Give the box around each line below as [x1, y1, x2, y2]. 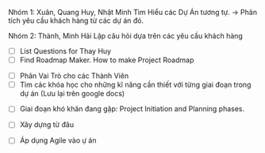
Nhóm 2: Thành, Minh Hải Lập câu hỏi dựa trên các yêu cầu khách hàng [8, 32, 244, 40]
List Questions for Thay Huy [19, 47, 112, 55]
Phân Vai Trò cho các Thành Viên [19, 71, 129, 80]
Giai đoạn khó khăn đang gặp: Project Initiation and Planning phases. [19, 104, 245, 114]
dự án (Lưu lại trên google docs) [19, 89, 125, 99]
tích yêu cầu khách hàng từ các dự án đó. [8, 16, 144, 25]
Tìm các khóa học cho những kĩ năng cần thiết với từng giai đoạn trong [19, 80, 252, 90]
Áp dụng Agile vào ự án [19, 136, 97, 145]
